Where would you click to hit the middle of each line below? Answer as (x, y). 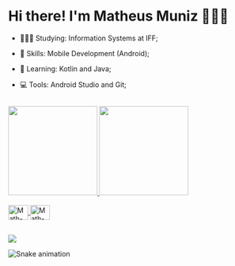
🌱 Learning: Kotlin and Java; (65, 68)
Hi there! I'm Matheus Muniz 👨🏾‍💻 (119, 16)
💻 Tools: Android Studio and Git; (73, 84)
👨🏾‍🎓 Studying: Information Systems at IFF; (89, 38)
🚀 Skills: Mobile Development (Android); (85, 53)
